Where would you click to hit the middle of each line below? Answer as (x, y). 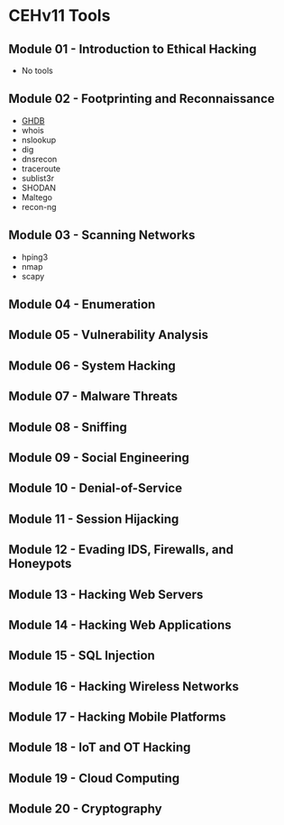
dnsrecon (39, 159)
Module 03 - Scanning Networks (102, 235)
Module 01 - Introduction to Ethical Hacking (133, 49)
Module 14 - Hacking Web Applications (120, 624)
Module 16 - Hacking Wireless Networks (124, 686)
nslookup (39, 140)
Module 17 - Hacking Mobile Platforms (117, 717)
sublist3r (38, 178)
